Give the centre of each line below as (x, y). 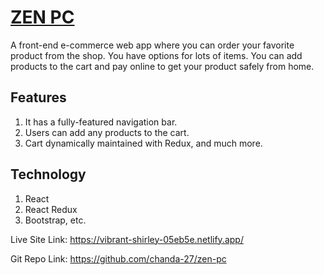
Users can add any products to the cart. (107, 132)
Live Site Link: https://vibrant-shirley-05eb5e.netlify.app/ (127, 239)
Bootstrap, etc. (55, 220)
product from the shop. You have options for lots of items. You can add (156, 55)
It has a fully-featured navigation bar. (101, 122)
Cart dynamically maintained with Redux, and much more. (143, 143)
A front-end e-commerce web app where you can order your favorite (152, 45)
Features (38, 97)
